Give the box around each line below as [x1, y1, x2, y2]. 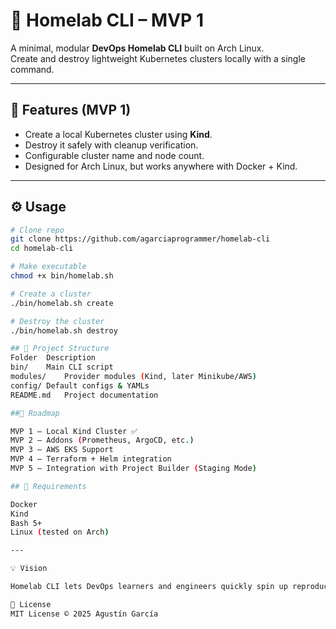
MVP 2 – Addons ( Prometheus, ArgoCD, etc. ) [10, 435, 195, 446]
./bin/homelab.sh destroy [10, 325, 118, 336]
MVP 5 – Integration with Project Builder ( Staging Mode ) [10, 464, 257, 474]
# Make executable [10, 262, 87, 272]
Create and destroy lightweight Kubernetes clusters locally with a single [10, 52, 306, 64]
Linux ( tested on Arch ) [10, 527, 110, 538]
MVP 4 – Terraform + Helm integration [10, 454, 172, 464]
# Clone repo [10, 225, 65, 235]
